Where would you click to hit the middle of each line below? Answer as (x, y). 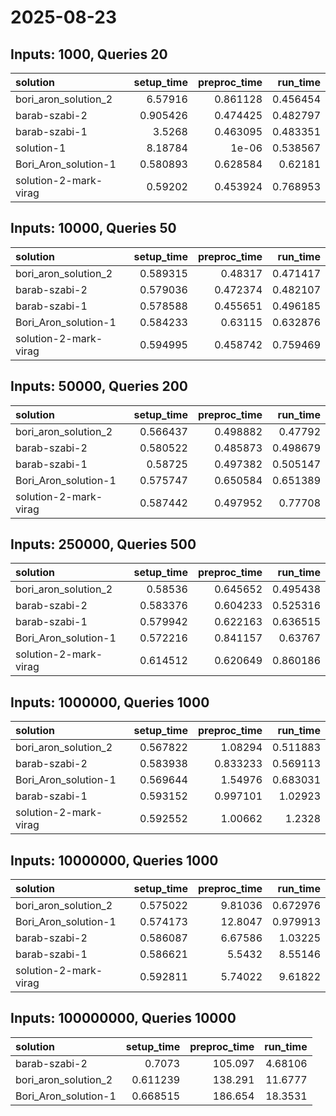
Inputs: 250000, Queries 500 (103, 544)
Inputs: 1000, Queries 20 (89, 54)
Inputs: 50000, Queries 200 (99, 386)
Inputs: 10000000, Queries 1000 (114, 860)
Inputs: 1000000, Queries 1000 (110, 702)
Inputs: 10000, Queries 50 (93, 228)
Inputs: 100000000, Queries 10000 (123, 1018)
